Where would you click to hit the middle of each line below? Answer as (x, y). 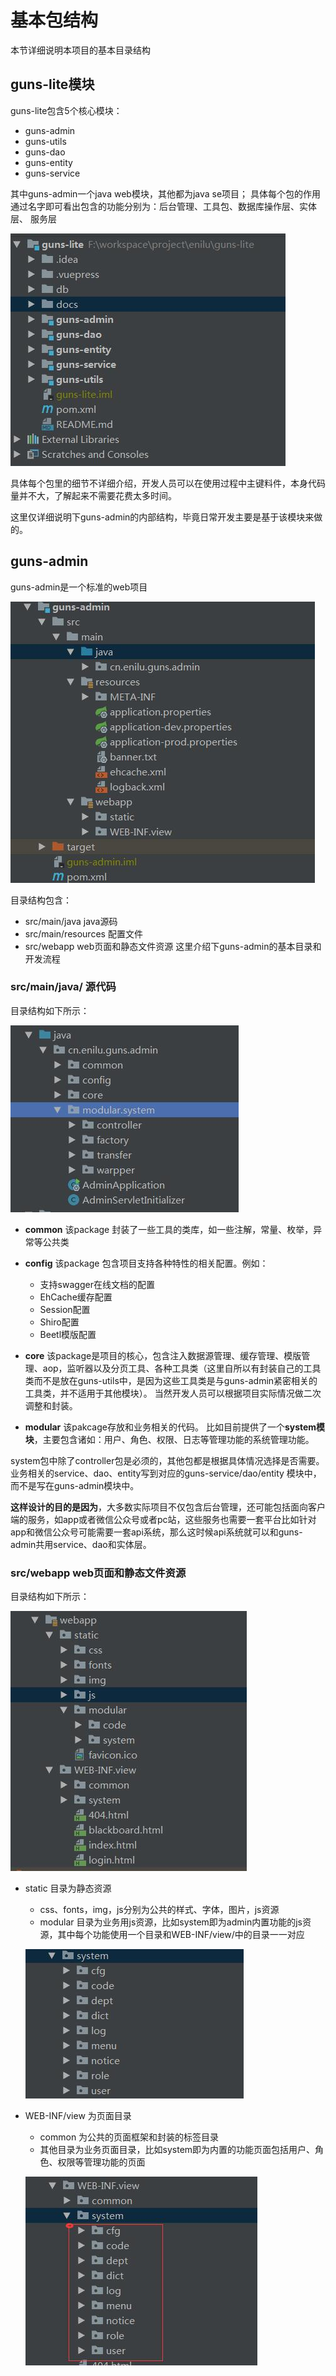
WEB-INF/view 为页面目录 (78, 2116)
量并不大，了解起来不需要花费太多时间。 (93, 495)
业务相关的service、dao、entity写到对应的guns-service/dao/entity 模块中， (166, 1473)
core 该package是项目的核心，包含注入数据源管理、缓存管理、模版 (163, 1355)
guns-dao (45, 152)
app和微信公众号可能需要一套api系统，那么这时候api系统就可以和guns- (156, 1532)
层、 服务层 (33, 218)
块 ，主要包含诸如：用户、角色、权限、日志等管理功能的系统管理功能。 (169, 1439)
